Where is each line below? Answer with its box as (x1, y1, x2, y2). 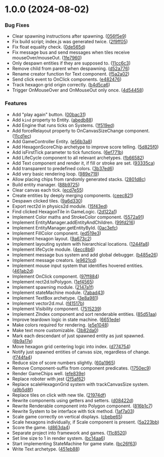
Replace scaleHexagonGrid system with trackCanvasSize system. (12, 381, 149, 387)
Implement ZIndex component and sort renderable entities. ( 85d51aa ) (12, 311, 157, 317)
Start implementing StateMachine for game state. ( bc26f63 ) (12, 440, 137, 446)
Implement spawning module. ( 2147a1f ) (12, 284, 94, 290)
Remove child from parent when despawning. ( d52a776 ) (12, 66, 130, 72)
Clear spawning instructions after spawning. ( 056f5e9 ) (12, 33, 127, 39)
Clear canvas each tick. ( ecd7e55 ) (12, 187, 84, 193)
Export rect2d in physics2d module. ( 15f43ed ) (12, 203, 108, 209)
